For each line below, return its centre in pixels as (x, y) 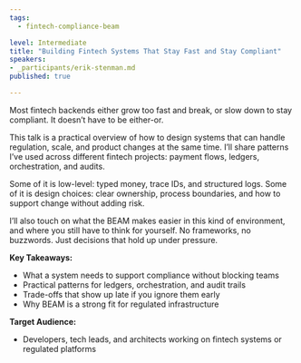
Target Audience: (43, 321)
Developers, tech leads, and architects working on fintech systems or (152, 339)
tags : (19, 18)
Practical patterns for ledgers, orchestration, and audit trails (134, 285)
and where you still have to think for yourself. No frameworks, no (130, 230)
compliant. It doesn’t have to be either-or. (87, 120)
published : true (40, 77)
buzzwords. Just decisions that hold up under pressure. (114, 240)
